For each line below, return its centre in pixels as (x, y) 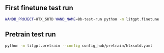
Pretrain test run (31, 34)
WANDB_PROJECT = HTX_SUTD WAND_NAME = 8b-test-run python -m (65, 19)
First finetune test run (39, 8)
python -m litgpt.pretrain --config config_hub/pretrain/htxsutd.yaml (79, 46)
